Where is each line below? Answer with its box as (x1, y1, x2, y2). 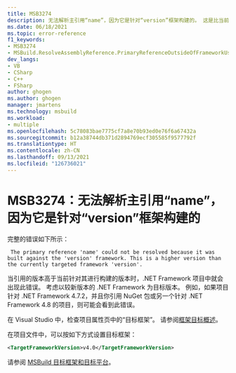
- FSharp (7, 82, 33, 89)
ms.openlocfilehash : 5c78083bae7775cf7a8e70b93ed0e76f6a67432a (7, 128, 197, 135)
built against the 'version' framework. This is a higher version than (7, 255, 221, 262)
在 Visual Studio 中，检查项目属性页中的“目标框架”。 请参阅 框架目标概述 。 (7, 315, 223, 323)
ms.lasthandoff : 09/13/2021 (7, 154, 90, 161)
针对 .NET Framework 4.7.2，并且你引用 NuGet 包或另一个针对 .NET (7, 292, 203, 300)
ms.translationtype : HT (7, 141, 77, 148)
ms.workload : (7, 114, 46, 121)
